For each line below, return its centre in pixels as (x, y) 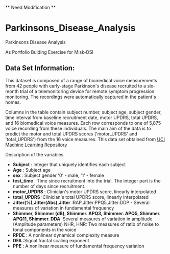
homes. (13, 102)
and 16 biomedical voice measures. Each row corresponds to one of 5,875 (83, 123)
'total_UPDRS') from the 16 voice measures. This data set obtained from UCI (85, 139)
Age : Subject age (32, 170)
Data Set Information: (40, 68)
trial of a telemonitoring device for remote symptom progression (87, 91)
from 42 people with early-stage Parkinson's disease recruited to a (76, 86)
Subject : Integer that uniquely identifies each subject (69, 164)
